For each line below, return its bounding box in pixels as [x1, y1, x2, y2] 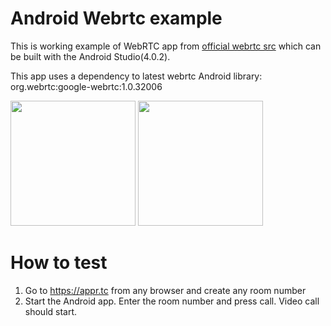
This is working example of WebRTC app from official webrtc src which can [10, 40, 322, 52]
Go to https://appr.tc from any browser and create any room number [24, 284, 307, 296]
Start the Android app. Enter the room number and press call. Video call [24, 295, 320, 307]
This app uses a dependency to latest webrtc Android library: [10, 70, 263, 82]
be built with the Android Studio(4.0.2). [10, 50, 171, 62]
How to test [10, 252, 108, 274]
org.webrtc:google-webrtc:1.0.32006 [10, 80, 163, 92]
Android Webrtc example [10, 7, 223, 30]
